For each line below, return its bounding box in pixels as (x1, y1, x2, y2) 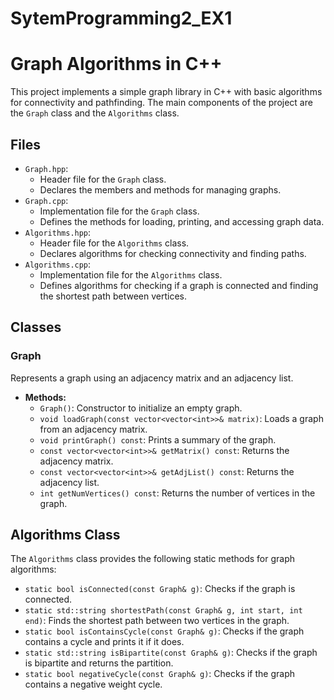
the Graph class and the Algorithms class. (10, 107, 180, 119)
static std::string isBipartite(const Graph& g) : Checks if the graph (24, 647, 318, 659)
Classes (10, 319, 62, 336)
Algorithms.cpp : (24, 258, 92, 270)
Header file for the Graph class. (39, 173, 167, 185)
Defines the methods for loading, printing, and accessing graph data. (39, 215, 325, 227)
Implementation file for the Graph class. (39, 205, 200, 217)
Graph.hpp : (24, 162, 69, 174)
